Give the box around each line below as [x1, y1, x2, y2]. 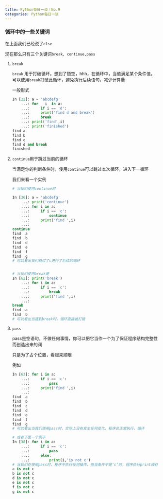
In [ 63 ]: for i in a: [12, 372, 56, 377]
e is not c [12, 480, 34, 485]
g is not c [12, 489, 34, 494]
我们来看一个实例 [12, 177, 47, 182]
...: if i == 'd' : [21, 106, 67, 111]
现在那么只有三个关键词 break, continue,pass [5, 51, 96, 56]
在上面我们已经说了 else [5, 40, 52, 46]
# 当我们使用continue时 [12, 186, 56, 191]
